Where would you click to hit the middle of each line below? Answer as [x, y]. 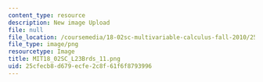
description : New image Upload [59, 23]
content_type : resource [47, 15]
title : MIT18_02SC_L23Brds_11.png [65, 59]
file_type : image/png [43, 45]
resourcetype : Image [42, 52]
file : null [26, 30]
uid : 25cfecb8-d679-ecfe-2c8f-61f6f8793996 [80, 66]
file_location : [33, 37]
